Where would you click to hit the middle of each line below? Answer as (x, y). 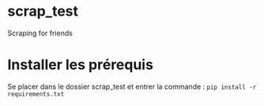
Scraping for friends (40, 33)
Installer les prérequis (80, 65)
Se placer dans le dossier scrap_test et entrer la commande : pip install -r (132, 86)
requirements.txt (36, 94)
